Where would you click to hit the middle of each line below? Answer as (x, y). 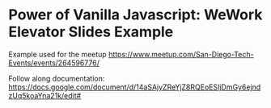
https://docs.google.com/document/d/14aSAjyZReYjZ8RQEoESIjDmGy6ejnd (135, 87)
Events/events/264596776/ (54, 63)
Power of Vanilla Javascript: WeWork (135, 15)
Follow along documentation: (57, 78)
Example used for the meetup (57, 54)
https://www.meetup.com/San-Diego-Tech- (181, 54)
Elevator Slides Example (91, 32)
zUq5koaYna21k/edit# (45, 95)
